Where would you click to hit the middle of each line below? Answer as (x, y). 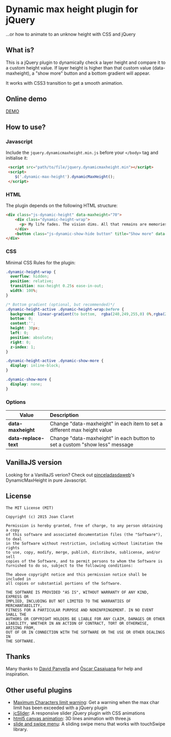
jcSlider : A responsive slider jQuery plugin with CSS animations (79, 713)
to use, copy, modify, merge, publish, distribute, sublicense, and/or (83, 552)
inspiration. (18, 674)
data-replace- (26, 439)
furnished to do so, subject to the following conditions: (70, 565)
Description (64, 415)
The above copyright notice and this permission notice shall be (76, 575)
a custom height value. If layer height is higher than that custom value (79, 68)
